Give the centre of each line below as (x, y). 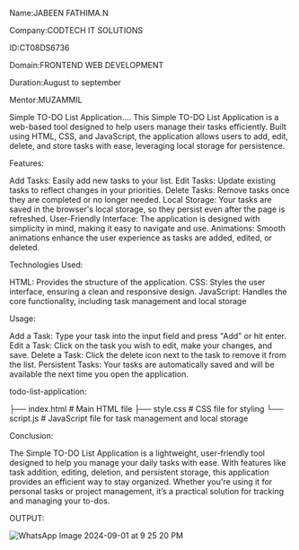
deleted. (25, 247)
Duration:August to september (65, 83)
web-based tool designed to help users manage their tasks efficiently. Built (148, 127)
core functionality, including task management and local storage (128, 301)
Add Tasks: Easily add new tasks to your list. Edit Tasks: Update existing (143, 180)
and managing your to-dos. (60, 501)
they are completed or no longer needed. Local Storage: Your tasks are (141, 200)
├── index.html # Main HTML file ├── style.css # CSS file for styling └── (146, 409)
